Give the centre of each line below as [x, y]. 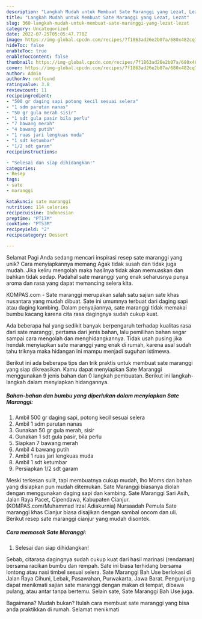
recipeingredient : [29, 96]
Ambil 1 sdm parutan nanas [48, 424]
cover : [14, 68]
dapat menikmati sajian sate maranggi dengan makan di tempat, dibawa [95, 585]
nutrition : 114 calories [37, 207]
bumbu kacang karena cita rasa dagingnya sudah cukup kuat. [83, 314]
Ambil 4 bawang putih [42, 449]
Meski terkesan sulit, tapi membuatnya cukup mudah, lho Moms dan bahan [99, 480]
